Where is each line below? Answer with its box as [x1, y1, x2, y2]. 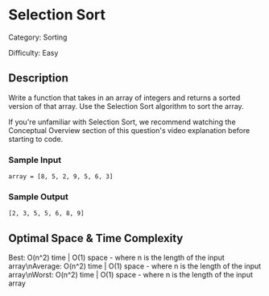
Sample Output [8, 191, 68, 202]
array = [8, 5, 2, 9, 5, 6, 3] [8, 173, 114, 181]
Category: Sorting [8, 32, 68, 42]
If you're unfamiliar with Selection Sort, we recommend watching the [8, 117, 236, 127]
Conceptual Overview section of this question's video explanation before [8, 125, 250, 135]
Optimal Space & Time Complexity [8, 231, 184, 245]
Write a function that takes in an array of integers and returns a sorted [8, 93, 241, 102]
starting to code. [8, 134, 64, 144]
